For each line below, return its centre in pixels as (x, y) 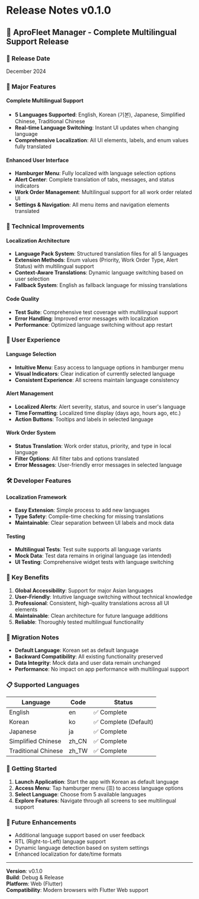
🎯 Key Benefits (28, 578)
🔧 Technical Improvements (45, 227)
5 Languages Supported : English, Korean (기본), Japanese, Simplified (100, 114)
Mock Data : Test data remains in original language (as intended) (93, 556)
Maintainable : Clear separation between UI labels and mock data (94, 523)
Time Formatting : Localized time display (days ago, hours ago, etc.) (98, 413)
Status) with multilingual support (54, 266)
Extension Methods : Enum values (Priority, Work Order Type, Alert (96, 260)
